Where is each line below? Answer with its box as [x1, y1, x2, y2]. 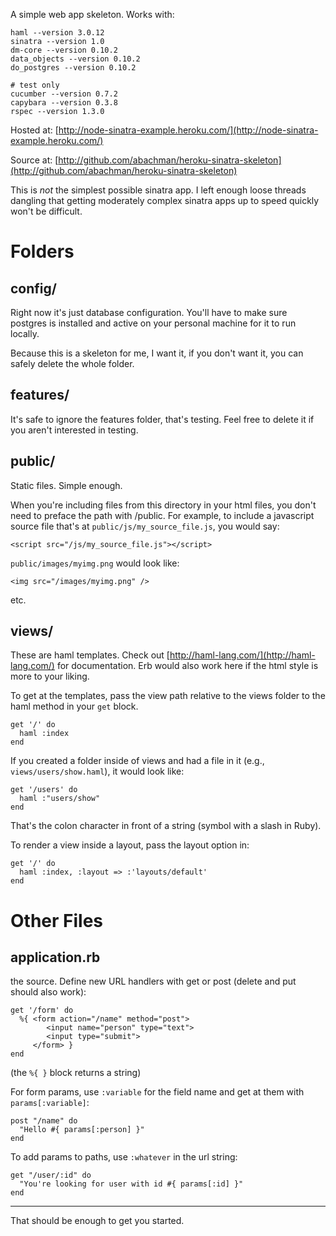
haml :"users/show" [19, 794, 101, 804]
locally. [10, 328, 40, 339]
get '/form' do [10, 1005, 74, 1016]
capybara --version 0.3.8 [10, 98, 118, 108]
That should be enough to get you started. [10, 1215, 185, 1227]
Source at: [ [10, 154, 59, 166]
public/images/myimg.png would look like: [10, 557, 180, 569]
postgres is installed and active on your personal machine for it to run [10, 317, 297, 329]
